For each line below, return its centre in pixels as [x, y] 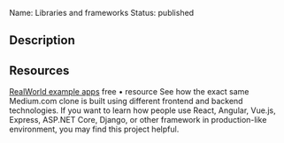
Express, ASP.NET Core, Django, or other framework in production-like [138, 120]
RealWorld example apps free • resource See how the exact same [129, 92]
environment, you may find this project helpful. [94, 129]
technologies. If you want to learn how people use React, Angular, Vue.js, [142, 110]
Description [42, 40]
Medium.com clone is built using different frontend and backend [126, 102]
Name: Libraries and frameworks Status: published [102, 13]
